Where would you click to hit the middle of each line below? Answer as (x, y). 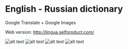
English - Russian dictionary (64, 9)
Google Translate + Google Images (41, 23)
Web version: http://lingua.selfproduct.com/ (50, 32)
